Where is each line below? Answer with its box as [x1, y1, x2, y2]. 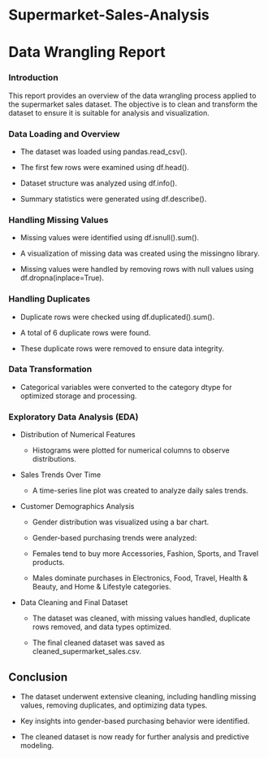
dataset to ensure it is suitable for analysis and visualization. [8, 107, 210, 117]
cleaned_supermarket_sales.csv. [32, 646, 142, 656]
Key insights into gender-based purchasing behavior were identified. [19, 716, 250, 725]
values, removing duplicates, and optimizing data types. [19, 700, 208, 710]
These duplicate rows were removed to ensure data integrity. [19, 344, 225, 353]
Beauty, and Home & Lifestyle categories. [32, 582, 171, 592]
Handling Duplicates [8, 293, 91, 305]
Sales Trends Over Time [19, 470, 102, 480]
